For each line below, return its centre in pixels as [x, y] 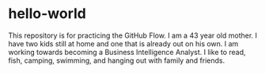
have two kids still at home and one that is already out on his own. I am [123, 43]
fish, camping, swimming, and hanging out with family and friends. [117, 60]
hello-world [47, 14]
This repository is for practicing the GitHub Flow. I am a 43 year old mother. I [133, 35]
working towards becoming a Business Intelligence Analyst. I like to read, [127, 52]
